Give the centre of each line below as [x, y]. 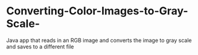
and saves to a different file [40, 47]
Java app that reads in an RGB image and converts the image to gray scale [99, 40]
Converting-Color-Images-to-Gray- [97, 11]
